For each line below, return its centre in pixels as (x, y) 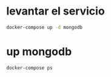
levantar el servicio (55, 11)
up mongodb (39, 52)
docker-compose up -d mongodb (45, 27)
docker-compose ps (29, 68)
